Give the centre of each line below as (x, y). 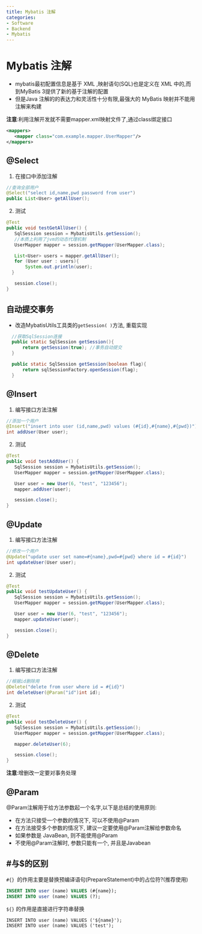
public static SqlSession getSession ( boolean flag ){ (79, 364)
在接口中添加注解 (36, 176)
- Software (20, 23)
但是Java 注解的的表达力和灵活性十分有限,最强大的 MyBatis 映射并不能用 (105, 99)
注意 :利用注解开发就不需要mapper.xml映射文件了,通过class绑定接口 (89, 119)
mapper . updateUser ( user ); (47, 619)
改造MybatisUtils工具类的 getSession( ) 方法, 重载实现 (81, 325)
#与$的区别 (27, 864)
